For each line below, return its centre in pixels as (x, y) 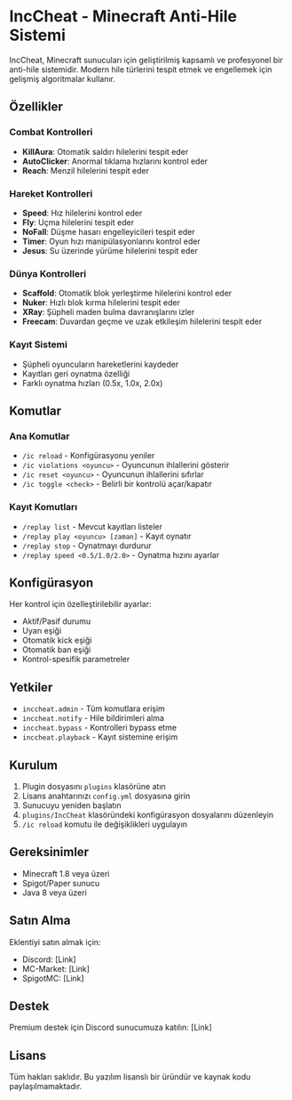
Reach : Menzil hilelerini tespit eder (85, 170)
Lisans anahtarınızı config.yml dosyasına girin (106, 796)
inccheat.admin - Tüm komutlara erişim (94, 708)
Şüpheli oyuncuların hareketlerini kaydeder (100, 364)
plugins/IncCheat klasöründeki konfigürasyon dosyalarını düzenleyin (148, 814)
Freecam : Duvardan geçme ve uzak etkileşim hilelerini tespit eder (142, 321)
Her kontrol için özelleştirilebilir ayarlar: (80, 604)
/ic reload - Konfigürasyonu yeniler (88, 456)
